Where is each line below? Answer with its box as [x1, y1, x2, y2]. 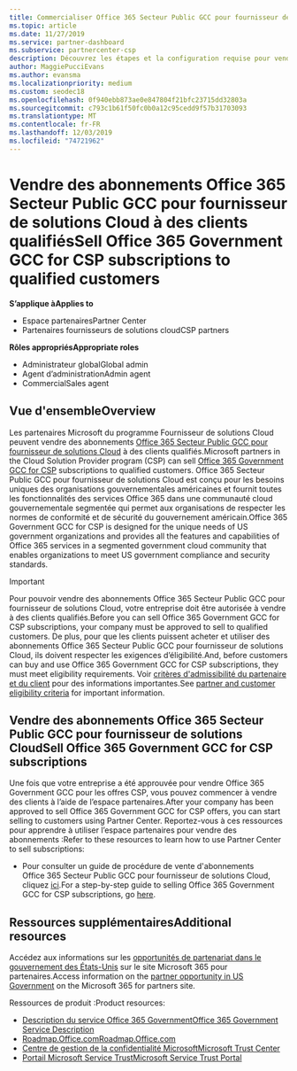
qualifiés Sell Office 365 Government [9, 231, 283, 251]
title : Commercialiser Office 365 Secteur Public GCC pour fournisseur [9, 12, 278, 22]
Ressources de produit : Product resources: [9, 997, 166, 1008]
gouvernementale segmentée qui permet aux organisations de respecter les [9, 502, 286, 513]
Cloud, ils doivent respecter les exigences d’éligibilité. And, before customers [9, 649, 289, 660]
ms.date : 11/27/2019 [9, 29, 86, 38]
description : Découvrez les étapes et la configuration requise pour [9, 54, 271, 63]
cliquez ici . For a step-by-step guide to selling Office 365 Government [21, 880, 275, 890]
